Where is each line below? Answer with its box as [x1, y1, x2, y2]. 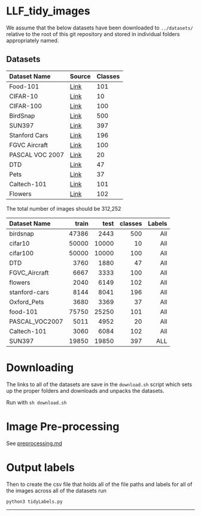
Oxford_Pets [9, 297, 44, 306]
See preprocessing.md [6, 440, 63, 447]
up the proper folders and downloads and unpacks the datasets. [6, 387, 165, 394]
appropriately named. [6, 37, 59, 44]
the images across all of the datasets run [6, 487, 106, 494]
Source [69, 72, 91, 80]
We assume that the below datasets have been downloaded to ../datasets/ [6, 24, 193, 31]
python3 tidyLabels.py [6, 499, 63, 505]
